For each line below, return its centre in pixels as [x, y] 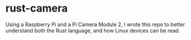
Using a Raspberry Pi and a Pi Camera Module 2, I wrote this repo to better [95, 24]
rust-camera [37, 8]
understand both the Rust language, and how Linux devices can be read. [93, 30]
